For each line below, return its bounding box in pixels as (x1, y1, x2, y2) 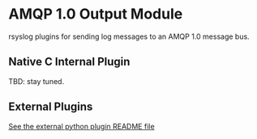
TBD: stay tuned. (8, 76, 65, 86)
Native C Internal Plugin (8, 55, 131, 69)
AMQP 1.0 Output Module (8, 5, 183, 23)
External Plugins (8, 100, 93, 114)
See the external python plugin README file (8, 121, 156, 131)
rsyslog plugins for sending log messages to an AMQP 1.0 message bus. (8, 32, 250, 41)
